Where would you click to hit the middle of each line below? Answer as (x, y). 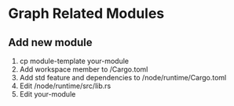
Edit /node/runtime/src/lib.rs (65, 86)
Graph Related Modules (86, 14)
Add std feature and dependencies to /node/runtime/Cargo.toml (123, 78)
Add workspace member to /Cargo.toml (84, 69)
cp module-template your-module (74, 61)
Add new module (50, 42)
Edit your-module (48, 94)
